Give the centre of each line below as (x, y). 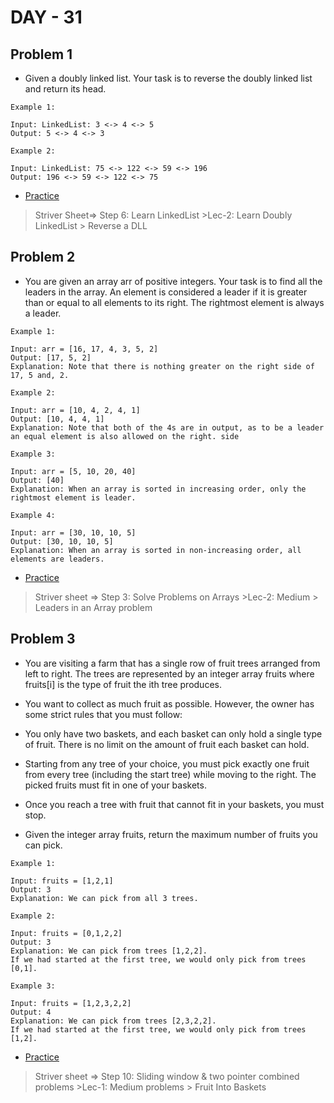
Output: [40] (37, 480)
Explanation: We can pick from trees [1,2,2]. (109, 951)
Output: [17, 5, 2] (51, 357)
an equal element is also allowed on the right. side (125, 436)
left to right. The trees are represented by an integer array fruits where (169, 673)
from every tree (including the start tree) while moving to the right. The (170, 774)
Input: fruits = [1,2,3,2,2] (71, 1003)
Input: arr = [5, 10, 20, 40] (73, 471)
